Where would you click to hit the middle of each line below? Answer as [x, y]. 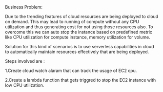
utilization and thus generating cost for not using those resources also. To [79, 27]
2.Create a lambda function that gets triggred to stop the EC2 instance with [81, 80]
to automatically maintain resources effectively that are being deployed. [77, 52]
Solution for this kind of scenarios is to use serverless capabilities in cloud [80, 46]
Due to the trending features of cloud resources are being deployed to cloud [82, 16]
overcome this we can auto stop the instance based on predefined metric [79, 32]
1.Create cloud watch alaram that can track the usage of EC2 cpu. [71, 71]
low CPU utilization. [25, 85]
